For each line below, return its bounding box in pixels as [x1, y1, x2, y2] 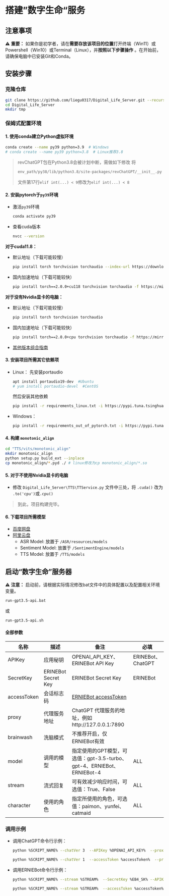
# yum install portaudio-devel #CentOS [12, 384, 99, 389]
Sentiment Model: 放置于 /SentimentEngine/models [20, 545, 124, 551]
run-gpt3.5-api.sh [5, 618, 44, 623]
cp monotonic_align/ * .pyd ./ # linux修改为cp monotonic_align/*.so [5, 460, 147, 466]
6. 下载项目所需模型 [5, 513, 46, 520]
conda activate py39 [12, 214, 56, 219]
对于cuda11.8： [5, 243, 37, 250]
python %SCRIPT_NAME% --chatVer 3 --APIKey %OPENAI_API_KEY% [12, 848, 146, 853]
